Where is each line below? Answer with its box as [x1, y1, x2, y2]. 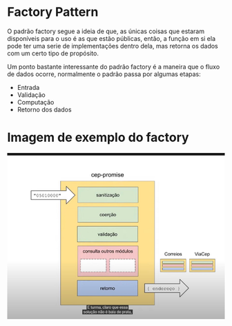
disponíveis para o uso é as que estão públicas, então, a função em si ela [7, 34, 216, 42]
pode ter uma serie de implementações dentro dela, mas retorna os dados [7, 42, 219, 50]
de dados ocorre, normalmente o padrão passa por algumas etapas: [7, 70, 202, 78]
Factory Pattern [7, 4, 99, 20]
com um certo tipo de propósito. [7, 49, 99, 57]
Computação [17, 98, 55, 106]
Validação [17, 91, 46, 99]
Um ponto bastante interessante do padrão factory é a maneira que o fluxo [7, 62, 220, 71]
